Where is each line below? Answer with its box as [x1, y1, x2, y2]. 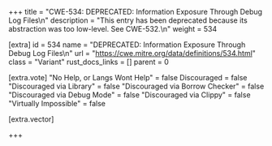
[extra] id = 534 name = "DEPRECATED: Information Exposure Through [8, 40, 246, 49]
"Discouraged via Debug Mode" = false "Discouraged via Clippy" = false [8, 90, 251, 100]
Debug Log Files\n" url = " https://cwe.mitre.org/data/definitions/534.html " [8, 49, 256, 58]
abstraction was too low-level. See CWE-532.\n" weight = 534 [8, 24, 218, 33]
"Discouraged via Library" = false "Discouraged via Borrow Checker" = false [8, 81, 265, 91]
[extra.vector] [8, 114, 54, 124]
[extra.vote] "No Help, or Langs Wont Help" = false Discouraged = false [8, 73, 248, 82]
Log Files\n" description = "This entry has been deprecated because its [8, 15, 248, 25]
